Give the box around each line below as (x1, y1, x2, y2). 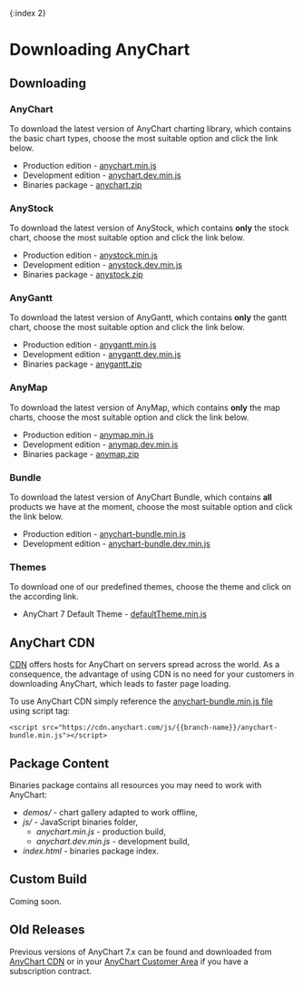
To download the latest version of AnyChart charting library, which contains (9, 122, 292, 134)
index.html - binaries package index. (22, 845, 160, 856)
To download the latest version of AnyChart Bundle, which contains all (9, 492, 272, 502)
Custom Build (9, 872, 88, 887)
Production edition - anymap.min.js (22, 429, 154, 440)
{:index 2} (9, 8, 47, 18)
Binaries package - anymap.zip (22, 448, 140, 459)
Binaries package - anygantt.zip (22, 358, 142, 370)
